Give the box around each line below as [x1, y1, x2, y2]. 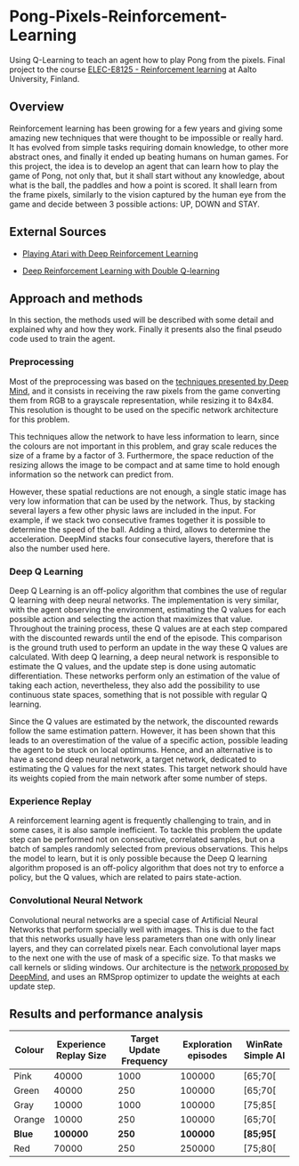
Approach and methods [9, 291, 143, 306]
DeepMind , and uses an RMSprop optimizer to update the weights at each [9, 971, 280, 982]
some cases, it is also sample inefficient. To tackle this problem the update [9, 825, 283, 836]
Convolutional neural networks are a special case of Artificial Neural [9, 914, 258, 925]
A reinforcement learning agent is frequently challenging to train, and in [9, 815, 271, 826]
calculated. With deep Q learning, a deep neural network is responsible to [9, 652, 279, 662]
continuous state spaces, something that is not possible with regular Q [9, 689, 268, 700]
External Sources [9, 224, 107, 239]
